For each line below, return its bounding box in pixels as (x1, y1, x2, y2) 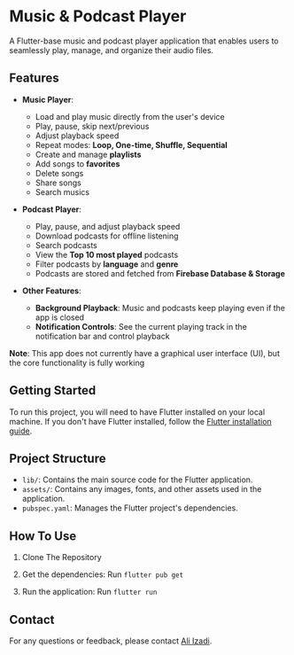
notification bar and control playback (35, 331, 170, 341)
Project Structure (9, 450, 106, 466)
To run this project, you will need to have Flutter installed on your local (9, 406, 266, 417)
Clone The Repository (21, 552, 102, 563)
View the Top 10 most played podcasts (35, 249, 179, 260)
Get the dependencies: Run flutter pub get (21, 569, 184, 580)
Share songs (35, 177, 81, 188)
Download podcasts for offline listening (35, 230, 179, 241)
